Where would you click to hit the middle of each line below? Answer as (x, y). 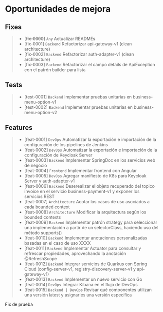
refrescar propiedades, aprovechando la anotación (75, 253)
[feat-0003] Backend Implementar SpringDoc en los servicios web (90, 160)
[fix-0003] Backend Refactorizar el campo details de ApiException (90, 65)
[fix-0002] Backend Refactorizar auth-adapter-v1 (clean (79, 54)
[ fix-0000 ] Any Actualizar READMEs (60, 39)
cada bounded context (47, 207)
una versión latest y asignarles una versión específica (78, 295)
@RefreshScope (41, 258)
